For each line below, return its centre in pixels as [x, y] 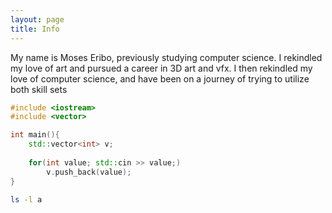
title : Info [35, 29]
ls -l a [26, 199]
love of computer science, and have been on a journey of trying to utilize [160, 78]
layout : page [37, 19]
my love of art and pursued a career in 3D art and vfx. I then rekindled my [161, 68]
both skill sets [39, 89]
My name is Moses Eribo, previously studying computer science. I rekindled [166, 57]
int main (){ [35, 135]
